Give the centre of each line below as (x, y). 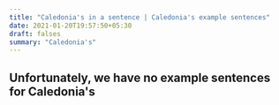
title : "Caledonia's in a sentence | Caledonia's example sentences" (140, 17)
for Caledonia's (52, 91)
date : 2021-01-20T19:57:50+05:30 (71, 26)
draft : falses (35, 34)
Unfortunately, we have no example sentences (140, 77)
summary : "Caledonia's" (53, 42)
